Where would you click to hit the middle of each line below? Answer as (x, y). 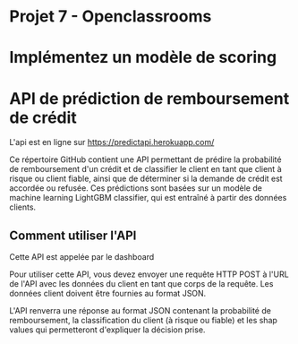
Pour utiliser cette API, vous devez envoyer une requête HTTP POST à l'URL (149, 274)
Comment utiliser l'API (73, 235)
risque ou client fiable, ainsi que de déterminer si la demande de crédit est (146, 179)
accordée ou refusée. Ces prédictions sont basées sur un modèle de (136, 188)
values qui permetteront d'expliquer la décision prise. (107, 330)
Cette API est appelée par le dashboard (82, 257)
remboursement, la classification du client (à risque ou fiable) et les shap (143, 321)
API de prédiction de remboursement (149, 98)
